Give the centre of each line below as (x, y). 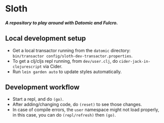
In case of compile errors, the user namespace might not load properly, (86, 110)
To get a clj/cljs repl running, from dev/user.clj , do (65, 61)
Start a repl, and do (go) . (38, 99)
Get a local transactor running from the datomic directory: (71, 50)
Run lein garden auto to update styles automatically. (67, 71)
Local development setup (45, 39)
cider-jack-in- (135, 61)
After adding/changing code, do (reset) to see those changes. (77, 105)
